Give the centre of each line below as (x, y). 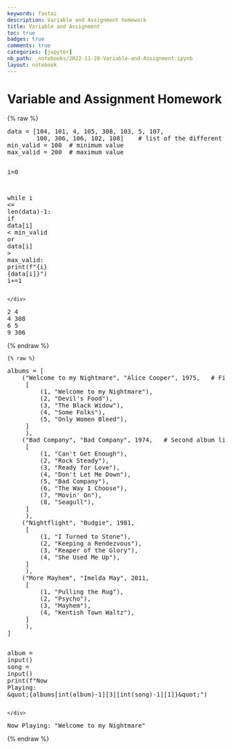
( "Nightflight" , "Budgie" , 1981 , (78, 523)
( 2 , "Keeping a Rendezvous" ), (91, 543)
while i (20, 198)
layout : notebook (32, 65)
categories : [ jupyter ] (40, 52)
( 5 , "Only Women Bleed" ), (84, 419)
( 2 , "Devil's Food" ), (76, 398)
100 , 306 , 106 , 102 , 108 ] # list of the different (129, 138)
